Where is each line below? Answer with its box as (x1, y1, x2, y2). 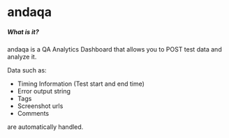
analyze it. (7, 53, 37, 61)
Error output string (17, 87, 71, 95)
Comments (17, 109, 50, 118)
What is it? (7, 27, 40, 36)
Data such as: (7, 66, 47, 75)
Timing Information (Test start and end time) (17, 79, 145, 88)
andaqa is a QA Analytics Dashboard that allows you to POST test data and (7, 45, 222, 54)
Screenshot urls (17, 102, 64, 110)
